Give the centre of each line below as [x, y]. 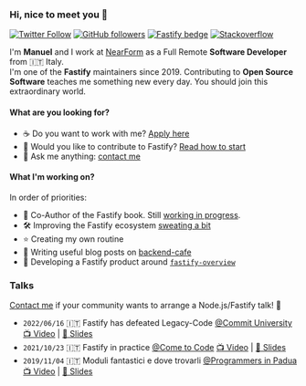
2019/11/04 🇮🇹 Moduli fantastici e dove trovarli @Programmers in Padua [160, 360]
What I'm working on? [52, 177]
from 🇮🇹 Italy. [37, 62]
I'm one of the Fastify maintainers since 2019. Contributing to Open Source [152, 72]
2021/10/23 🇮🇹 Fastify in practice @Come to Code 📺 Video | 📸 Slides [154, 347]
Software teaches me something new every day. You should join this [139, 82]
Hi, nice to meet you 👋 [58, 15]
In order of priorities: [48, 197]
